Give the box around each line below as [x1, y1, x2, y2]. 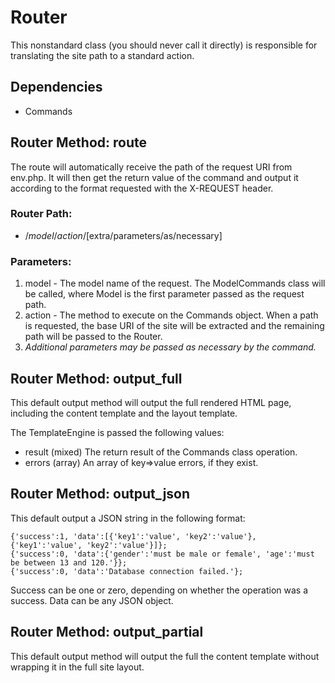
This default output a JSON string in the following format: [10, 512, 246, 524]
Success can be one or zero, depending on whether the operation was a [10, 584, 308, 596]
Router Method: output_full [10, 370, 183, 387]
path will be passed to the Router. [24, 331, 163, 343]
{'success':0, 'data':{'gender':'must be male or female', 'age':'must [10, 549, 315, 559]
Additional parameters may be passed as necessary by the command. [24, 341, 317, 353]
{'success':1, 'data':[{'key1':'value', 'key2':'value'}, [10, 531, 257, 541]
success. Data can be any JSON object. [10, 594, 174, 606]
